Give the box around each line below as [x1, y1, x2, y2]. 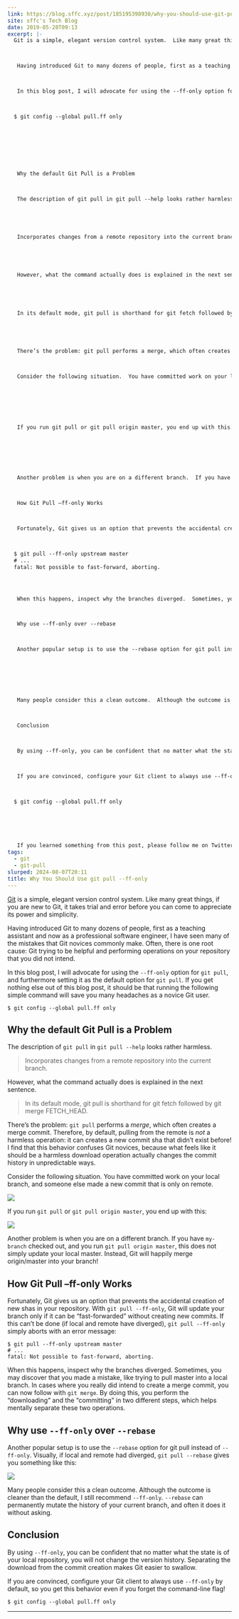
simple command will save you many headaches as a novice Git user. [7, 991, 211, 999]
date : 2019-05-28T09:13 [7, 24, 78, 31]
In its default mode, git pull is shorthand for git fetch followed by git [24, 1099, 222, 1108]
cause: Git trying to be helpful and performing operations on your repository [7, 946, 230, 955]
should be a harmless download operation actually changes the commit [7, 1151, 217, 1160]
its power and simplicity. [7, 910, 79, 919]
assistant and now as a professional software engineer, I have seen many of [7, 931, 230, 940]
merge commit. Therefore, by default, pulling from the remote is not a [7, 1128, 211, 1137]
